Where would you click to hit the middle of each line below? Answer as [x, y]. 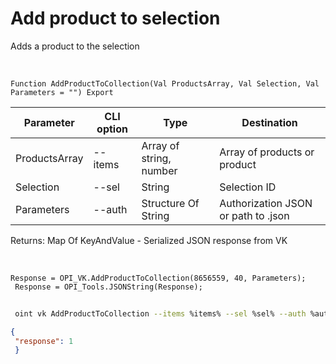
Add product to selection [115, 18]
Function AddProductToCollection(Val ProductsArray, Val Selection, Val [165, 83]
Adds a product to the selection [75, 46]
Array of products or [267, 152]
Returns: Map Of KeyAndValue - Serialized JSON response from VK [149, 240]
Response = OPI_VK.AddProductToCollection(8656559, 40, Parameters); [158, 278]
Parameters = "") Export [62, 92]
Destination [269, 122]
